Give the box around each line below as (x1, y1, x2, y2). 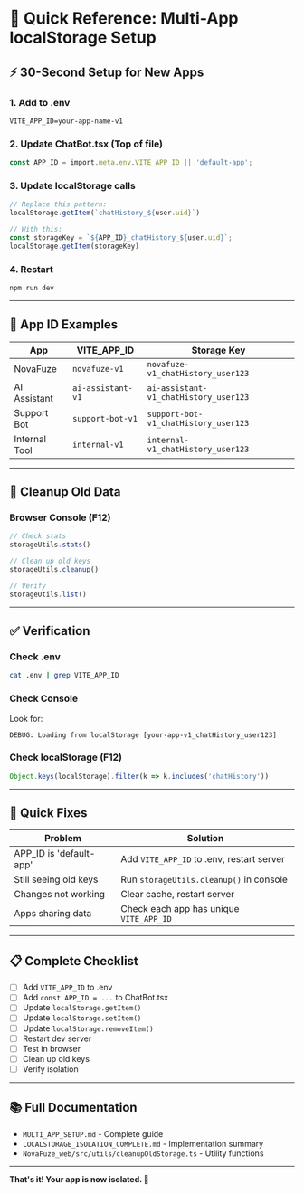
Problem (43, 832, 81, 845)
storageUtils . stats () (9, 540, 91, 550)
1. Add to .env (9, 96, 71, 109)
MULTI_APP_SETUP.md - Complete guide (22, 1128, 164, 1139)
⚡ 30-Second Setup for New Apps (9, 64, 204, 80)
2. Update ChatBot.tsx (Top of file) (9, 137, 163, 150)
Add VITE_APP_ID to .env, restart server (120, 853, 286, 866)
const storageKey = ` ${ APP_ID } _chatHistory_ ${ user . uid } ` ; (9, 232, 233, 242)
